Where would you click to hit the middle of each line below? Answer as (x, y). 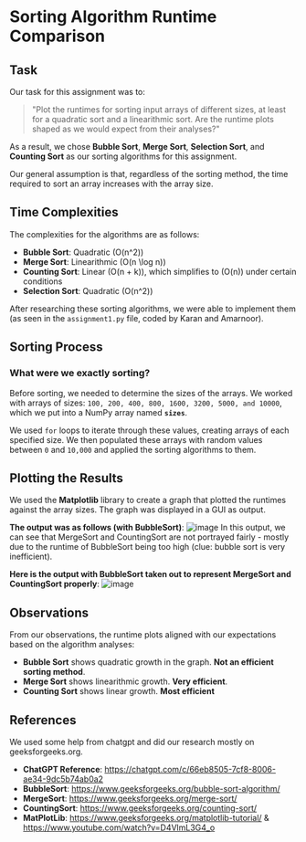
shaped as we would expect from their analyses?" (126, 129)
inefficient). (31, 557)
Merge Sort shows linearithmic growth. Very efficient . (125, 681)
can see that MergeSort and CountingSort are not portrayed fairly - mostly (149, 537)
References (43, 720)
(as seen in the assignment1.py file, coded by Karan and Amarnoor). (137, 318)
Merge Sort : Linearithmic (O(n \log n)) (94, 261)
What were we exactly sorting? (80, 374)
